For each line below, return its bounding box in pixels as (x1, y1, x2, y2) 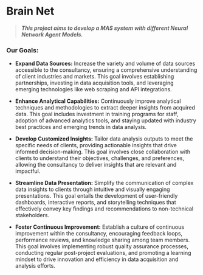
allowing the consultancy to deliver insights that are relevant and (15, 161, 177, 169)
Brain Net (6, 4, 55, 18)
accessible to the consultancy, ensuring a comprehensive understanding (15, 66, 198, 74)
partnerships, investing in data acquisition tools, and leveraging (15, 79, 174, 86)
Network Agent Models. (21, 30, 83, 38)
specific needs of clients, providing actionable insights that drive (15, 142, 177, 149)
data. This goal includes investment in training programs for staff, (15, 111, 179, 118)
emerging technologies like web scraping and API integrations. (15, 86, 172, 93)
